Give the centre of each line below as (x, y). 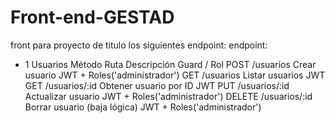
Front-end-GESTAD (92, 17)
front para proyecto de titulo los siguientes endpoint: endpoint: (139, 45)
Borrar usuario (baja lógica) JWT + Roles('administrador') (143, 107)
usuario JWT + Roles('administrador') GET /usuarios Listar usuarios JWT (175, 75)
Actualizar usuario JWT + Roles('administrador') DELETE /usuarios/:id (168, 96)
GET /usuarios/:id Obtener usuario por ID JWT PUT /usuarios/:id (157, 85)
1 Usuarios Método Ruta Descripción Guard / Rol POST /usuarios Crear (170, 64)
